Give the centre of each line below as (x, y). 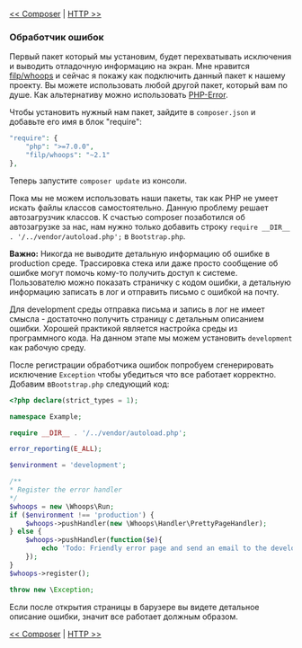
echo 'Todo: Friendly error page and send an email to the (155, 548)
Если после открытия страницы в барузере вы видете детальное (134, 607)
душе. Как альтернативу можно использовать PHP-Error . (119, 95)
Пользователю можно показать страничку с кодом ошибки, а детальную (151, 282)
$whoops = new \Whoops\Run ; (62, 506)
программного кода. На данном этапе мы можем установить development (151, 338)
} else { (26, 532)
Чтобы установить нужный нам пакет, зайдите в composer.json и (133, 112)
